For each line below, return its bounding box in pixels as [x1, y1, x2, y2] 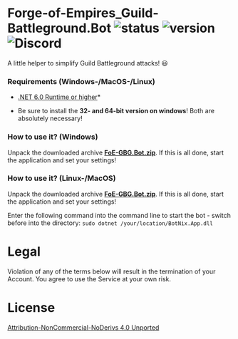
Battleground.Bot [7, 20, 112, 36]
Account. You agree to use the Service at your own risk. [7, 274, 171, 283]
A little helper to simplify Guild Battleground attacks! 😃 [7, 58, 169, 67]
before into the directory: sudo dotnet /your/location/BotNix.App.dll [7, 219, 214, 227]
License [7, 299, 56, 315]
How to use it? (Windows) [7, 132, 98, 142]
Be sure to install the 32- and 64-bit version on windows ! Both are [17, 107, 215, 115]
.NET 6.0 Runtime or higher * [17, 93, 101, 101]
